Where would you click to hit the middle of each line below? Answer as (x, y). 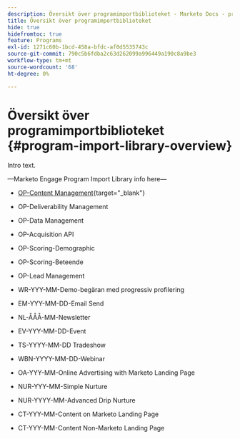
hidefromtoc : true (35, 34)
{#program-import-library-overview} (120, 145)
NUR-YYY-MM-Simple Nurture (62, 387)
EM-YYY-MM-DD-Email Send (61, 303)
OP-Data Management (51, 221)
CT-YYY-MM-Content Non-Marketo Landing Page (91, 428)
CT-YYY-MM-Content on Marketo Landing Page (88, 414)
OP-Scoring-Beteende (50, 262)
